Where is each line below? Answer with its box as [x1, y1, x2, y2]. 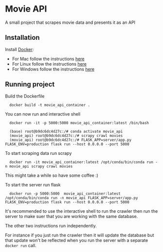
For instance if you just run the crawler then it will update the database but [5, 232, 154, 238]
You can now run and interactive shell [5, 111, 81, 117]
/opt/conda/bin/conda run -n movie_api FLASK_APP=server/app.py [5, 195, 138, 200]
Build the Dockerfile [5, 93, 45, 99]
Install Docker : [5, 46, 34, 52]
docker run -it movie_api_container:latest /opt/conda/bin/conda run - [9, 159, 158, 165]
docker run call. [5, 242, 36, 248]
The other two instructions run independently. [5, 222, 97, 229]
